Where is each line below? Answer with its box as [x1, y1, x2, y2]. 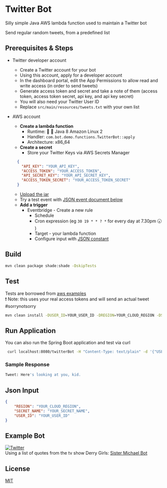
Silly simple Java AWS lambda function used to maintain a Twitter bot [5, 20, 147, 26]
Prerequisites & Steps [5, 44, 74, 53]
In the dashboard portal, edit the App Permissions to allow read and [19, 77, 158, 83]
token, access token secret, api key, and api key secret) [19, 93, 134, 99]
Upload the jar [19, 192, 49, 197]
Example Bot [5, 431, 45, 440]
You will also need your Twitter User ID [19, 98, 99, 104]
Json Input [5, 386, 39, 394]
